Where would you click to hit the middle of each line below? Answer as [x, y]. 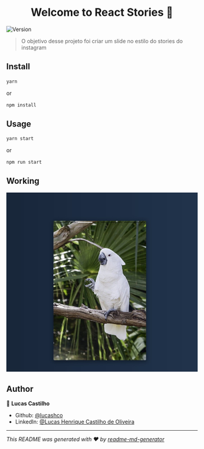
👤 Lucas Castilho [28, 403]
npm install [21, 105]
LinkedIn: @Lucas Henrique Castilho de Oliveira [75, 422]
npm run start [24, 162]
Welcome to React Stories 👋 [102, 12]
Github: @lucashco [39, 416]
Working [23, 181]
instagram [34, 47]
